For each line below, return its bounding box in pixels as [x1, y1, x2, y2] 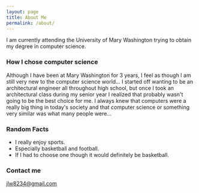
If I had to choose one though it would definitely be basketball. [14, 151, 170, 158]
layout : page [6, 8, 39, 15]
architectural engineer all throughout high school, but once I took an [6, 84, 174, 91]
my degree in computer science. [6, 43, 86, 50]
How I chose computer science [6, 58, 98, 66]
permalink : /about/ [6, 20, 55, 26]
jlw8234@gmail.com [6, 180, 57, 187]
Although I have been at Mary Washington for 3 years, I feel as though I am [6, 72, 191, 79]
